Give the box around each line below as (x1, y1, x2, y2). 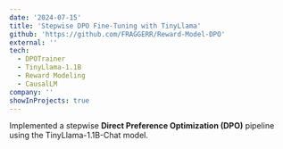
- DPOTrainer (17, 54, 66, 63)
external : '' (9, 37, 58, 47)
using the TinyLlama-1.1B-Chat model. (9, 130, 149, 141)
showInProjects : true (9, 95, 90, 105)
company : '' (9, 87, 54, 96)
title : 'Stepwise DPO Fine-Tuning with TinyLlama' (9, 21, 202, 30)
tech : (9, 46, 29, 55)
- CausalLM (17, 79, 58, 88)
